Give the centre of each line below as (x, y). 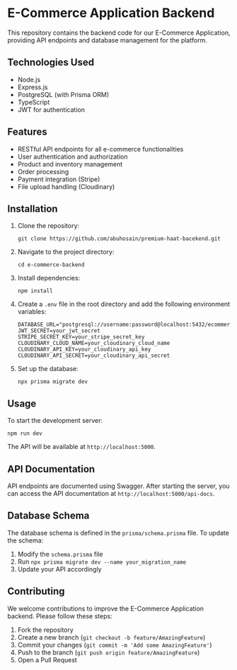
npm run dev (25, 433)
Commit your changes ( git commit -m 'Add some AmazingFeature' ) (115, 645)
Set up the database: (48, 369)
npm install (35, 291)
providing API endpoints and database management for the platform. (107, 40)
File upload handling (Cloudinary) (66, 186)
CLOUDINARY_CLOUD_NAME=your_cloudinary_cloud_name (94, 343)
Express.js (33, 87)
